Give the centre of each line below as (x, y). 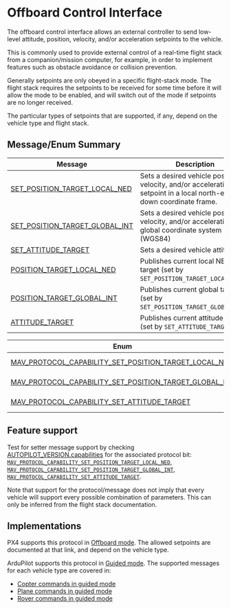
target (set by (162, 269)
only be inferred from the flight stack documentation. (82, 504)
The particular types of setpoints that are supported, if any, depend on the (112, 116)
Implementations (44, 526)
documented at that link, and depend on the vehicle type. (88, 550)
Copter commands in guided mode (66, 584)
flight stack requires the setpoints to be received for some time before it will (114, 87)
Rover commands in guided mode (65, 599)
